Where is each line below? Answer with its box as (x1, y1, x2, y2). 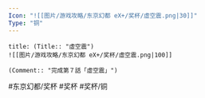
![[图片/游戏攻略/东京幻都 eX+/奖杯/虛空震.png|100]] (8, 51, 173, 59)
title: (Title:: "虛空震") (8, 42, 94, 50)
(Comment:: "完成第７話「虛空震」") (8, 66, 118, 74)
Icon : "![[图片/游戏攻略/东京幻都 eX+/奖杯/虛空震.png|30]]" (8, 11, 198, 20)
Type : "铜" (8, 19, 44, 27)
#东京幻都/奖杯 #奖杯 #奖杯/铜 (8, 81, 108, 91)
